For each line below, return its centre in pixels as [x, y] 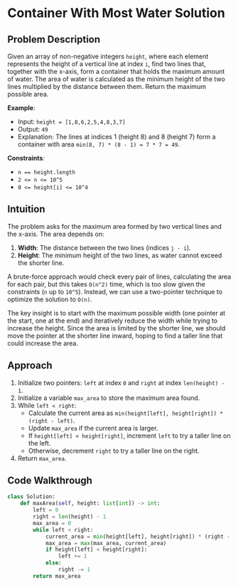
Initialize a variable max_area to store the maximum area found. [109, 398]
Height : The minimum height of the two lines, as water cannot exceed [120, 255]
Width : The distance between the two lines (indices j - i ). [104, 247]
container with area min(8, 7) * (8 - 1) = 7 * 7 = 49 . [98, 144]
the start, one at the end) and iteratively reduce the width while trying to [113, 321]
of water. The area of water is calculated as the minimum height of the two [116, 79]
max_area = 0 [52, 523]
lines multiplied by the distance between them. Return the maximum [107, 86]
